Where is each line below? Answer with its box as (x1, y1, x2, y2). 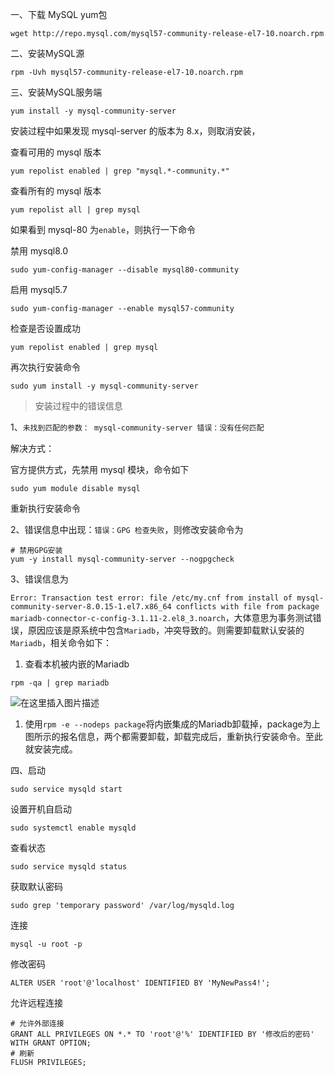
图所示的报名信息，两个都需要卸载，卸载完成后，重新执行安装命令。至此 (24, 731, 323, 742)
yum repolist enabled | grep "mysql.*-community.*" (10, 166, 230, 176)
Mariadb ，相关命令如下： (10, 637, 113, 648)
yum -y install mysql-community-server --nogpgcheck (10, 554, 235, 564)
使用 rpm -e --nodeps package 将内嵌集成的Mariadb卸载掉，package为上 (24, 718, 321, 730)
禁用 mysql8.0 (10, 245, 69, 257)
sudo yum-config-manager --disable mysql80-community (10, 265, 240, 275)
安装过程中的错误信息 (34, 400, 123, 412)
